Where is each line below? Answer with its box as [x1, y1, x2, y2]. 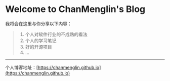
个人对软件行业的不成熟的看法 [25, 31, 88, 37]
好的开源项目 [25, 43, 52, 49]
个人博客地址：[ [5, 64, 38, 70]
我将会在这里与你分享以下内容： [5, 20, 72, 26]
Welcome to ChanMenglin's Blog [5, 3, 146, 15]
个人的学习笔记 [25, 37, 57, 43]
